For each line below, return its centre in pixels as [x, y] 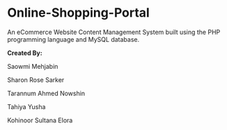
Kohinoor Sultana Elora [40, 120]
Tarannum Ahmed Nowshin [46, 93]
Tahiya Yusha [26, 106]
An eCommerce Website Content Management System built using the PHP [114, 32]
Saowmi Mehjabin [33, 66]
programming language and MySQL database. [73, 39]
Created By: [25, 53]
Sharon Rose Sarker [36, 80]
